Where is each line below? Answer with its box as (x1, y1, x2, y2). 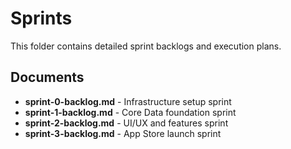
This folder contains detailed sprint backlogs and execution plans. (10, 40, 282, 52)
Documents (10, 69, 85, 86)
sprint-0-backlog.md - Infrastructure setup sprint (24, 95, 232, 107)
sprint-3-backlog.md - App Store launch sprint (24, 127, 222, 139)
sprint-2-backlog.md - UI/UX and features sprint (24, 117, 229, 129)
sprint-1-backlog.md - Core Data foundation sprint (24, 106, 237, 118)
